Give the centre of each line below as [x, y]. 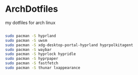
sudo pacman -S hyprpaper [32, 59]
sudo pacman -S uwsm [26, 40]
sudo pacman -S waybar [28, 50]
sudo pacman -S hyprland [31, 36]
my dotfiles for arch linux [30, 23]
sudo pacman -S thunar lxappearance [43, 68]
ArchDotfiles [32, 9]
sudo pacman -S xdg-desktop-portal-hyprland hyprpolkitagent [69, 45]
